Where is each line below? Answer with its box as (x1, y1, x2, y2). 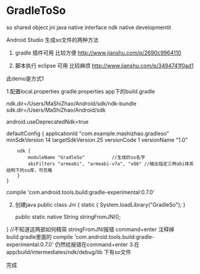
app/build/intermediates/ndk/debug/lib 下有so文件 (6, 248, 132, 255)
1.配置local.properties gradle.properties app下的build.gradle (6, 87, 155, 95)
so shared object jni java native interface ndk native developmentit (6, 24, 172, 31)
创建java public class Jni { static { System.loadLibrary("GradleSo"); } (15, 201, 185, 208)
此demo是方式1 (6, 75, 44, 82)
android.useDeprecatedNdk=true (6, 118, 89, 125)
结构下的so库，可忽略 (6, 167, 53, 173)
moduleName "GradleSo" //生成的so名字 (28, 154, 146, 161)
